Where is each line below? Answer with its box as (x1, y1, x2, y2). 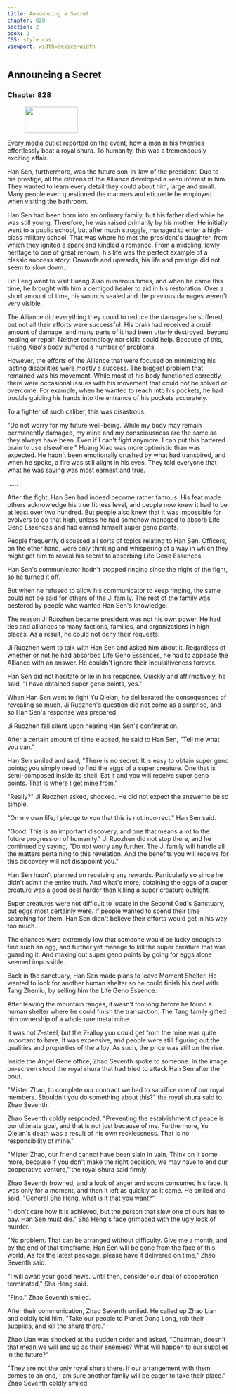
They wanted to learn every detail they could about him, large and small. (7, 182, 216, 191)
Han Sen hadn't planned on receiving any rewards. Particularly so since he (7, 870, 223, 879)
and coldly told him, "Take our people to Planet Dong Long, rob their (7, 1314, 204, 1322)
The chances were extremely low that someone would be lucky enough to (7, 935, 221, 943)
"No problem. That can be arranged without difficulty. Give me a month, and (7, 1236, 228, 1244)
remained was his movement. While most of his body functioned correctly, (7, 371, 223, 380)
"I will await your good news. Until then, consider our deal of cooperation (7, 1272, 219, 1280)
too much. (7, 921, 37, 930)
